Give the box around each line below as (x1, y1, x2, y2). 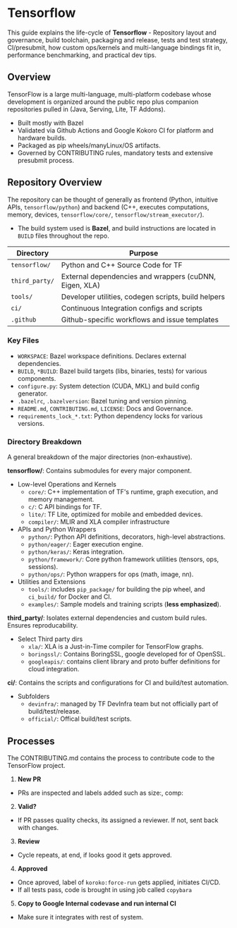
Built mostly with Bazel (17, 118, 84, 127)
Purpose (129, 248, 159, 258)
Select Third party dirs (17, 635, 83, 643)
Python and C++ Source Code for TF (61, 260, 183, 269)
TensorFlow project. (7, 761, 66, 769)
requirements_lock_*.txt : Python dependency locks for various (17, 411, 203, 420)
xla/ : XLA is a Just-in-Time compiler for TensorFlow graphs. (28, 642, 204, 651)
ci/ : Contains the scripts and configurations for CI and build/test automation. (7, 678, 229, 687)
